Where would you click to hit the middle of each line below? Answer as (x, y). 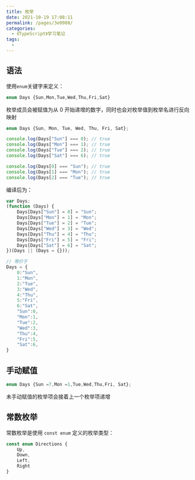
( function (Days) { (30, 206)
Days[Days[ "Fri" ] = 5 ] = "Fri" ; (57, 240)
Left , (24, 461)
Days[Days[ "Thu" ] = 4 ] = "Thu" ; (57, 234)
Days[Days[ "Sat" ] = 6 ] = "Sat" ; (57, 245)
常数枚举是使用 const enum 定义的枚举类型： (60, 432)
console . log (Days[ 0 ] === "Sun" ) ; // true (58, 166)
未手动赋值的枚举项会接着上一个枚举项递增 (58, 397)
